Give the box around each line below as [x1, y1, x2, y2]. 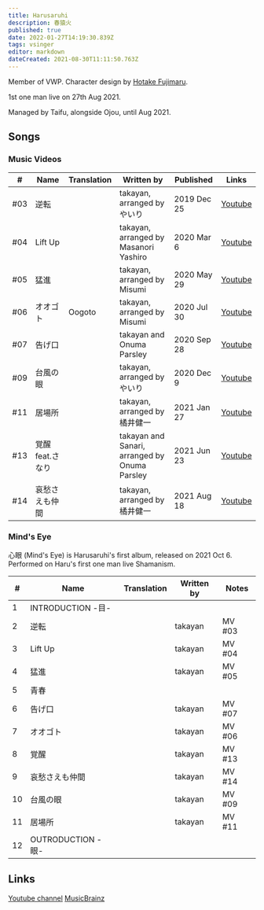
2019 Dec [174, 193, 212, 204]
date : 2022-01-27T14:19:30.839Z [8, 33, 114, 42]
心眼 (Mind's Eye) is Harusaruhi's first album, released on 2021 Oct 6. [8, 550, 233, 559]
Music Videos [8, 154, 62, 165]
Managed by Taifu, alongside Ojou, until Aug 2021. [8, 107, 171, 116]
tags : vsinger [8, 41, 55, 49]
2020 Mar [174, 231, 211, 242]
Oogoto [68, 306, 97, 317]
